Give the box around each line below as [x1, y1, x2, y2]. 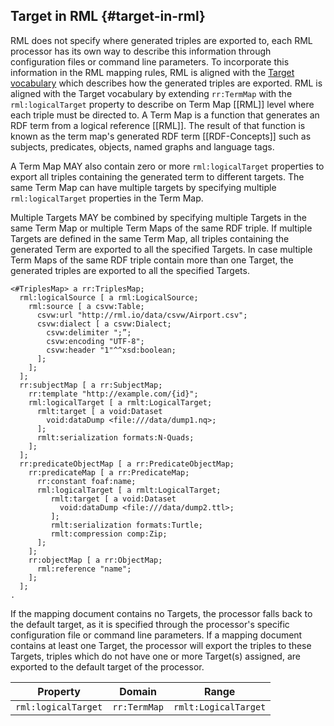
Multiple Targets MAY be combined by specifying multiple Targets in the [10, 211, 308, 223]
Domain [119, 684, 157, 698]
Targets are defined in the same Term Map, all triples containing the [10, 232, 290, 244]
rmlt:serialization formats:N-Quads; [36, 432, 195, 443]
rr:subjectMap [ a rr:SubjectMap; [19, 380, 163, 390]
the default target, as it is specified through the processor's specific [10, 618, 290, 630]
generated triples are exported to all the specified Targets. [10, 264, 250, 276]
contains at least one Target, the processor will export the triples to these [10, 639, 312, 651]
